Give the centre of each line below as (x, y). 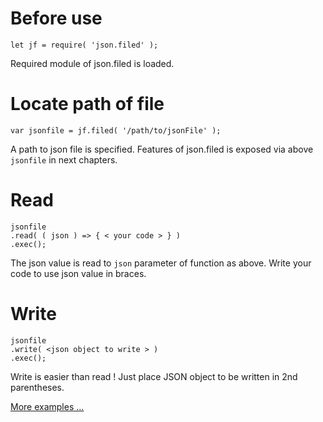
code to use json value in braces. (78, 273)
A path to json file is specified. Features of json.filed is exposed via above (162, 149)
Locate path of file (87, 104)
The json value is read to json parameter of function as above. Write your (161, 263)
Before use (56, 18)
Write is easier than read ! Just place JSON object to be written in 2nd (154, 376)
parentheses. (37, 387)
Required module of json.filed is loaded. (92, 63)
